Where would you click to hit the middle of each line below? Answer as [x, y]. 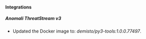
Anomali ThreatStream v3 [33, 18]
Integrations [19, 7]
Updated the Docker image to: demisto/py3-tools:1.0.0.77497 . [77, 31]
